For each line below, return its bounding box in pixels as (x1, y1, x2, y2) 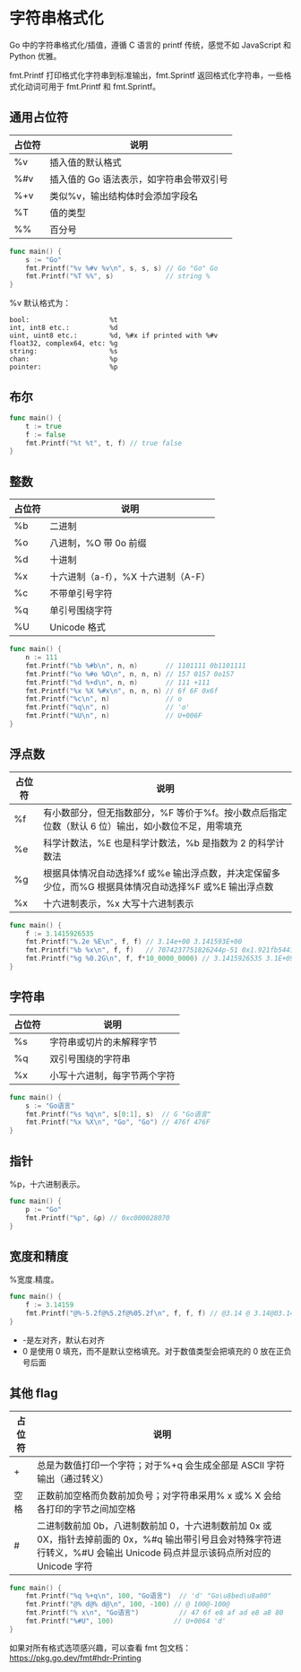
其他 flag (9, 1386, 58, 1401)
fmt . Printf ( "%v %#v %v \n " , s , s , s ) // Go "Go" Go (25, 264, 219, 273)
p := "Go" (25, 1205, 63, 1214)
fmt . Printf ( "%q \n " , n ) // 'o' (25, 703, 191, 712)
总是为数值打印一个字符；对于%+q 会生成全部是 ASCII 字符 (37, 1459, 285, 1471)
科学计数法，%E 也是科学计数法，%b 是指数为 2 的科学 (43, 836, 276, 849)
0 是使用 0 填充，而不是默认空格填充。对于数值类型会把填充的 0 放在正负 (21, 1345, 292, 1356)
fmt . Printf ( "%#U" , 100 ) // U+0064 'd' (25, 1616, 227, 1626)
